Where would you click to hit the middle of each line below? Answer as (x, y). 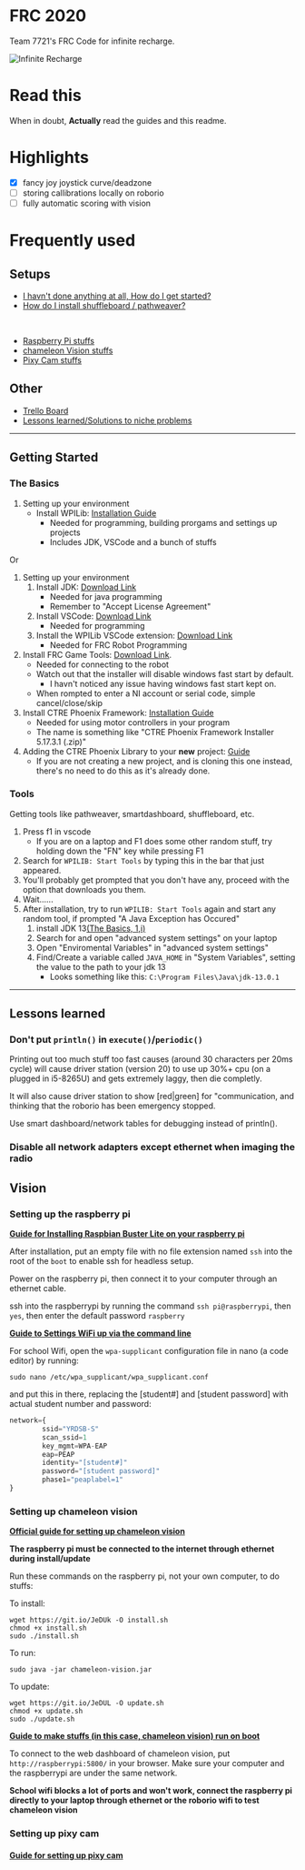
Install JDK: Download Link (86, 587)
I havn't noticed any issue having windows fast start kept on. (163, 683)
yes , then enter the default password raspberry (97, 1316)
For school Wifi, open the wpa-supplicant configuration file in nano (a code (149, 1351)
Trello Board (45, 410)
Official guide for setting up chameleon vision (98, 1531)
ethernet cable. (38, 1289)
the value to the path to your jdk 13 (101, 966)
